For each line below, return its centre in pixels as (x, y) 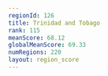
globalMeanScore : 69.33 (47, 45)
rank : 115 (24, 30)
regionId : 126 (32, 15)
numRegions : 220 (35, 52)
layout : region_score (44, 60)
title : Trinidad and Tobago (54, 23)
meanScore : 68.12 (37, 38)
